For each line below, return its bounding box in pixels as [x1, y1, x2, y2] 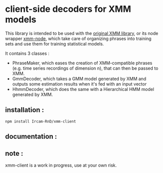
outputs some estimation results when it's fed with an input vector [12, 81, 147, 87]
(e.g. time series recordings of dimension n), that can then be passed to [12, 65, 159, 71]
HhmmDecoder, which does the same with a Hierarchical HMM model [12, 86, 155, 92]
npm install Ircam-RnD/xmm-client [5, 119, 77, 124]
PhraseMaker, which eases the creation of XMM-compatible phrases [12, 60, 153, 66]
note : [5, 149, 23, 158]
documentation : [5, 132, 57, 141]
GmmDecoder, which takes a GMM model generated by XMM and [12, 76, 147, 82]
